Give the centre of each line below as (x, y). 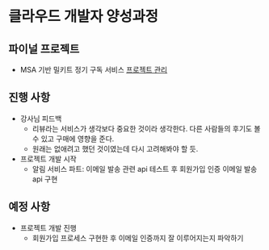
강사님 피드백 (41, 119)
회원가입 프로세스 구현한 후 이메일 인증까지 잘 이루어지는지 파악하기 (138, 238)
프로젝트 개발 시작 (48, 159)
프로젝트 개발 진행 (48, 227)
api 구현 (45, 179)
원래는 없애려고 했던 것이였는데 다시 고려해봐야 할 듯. (115, 148)
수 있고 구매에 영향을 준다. (73, 139)
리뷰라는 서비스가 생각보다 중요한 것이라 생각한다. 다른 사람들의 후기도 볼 (146, 128)
